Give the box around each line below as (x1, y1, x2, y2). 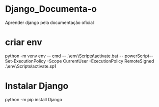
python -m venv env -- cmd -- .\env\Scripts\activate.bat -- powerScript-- (5, 53, 154, 59)
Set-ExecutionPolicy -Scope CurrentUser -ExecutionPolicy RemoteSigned (5, 58, 155, 64)
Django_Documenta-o (5, 3, 97, 15)
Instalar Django (5, 81, 69, 91)
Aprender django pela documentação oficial (5, 20, 94, 25)
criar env (5, 37, 43, 48)
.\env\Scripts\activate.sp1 (5, 63, 56, 69)
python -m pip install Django (5, 96, 62, 102)
